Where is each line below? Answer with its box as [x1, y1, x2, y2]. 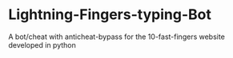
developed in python [8, 40, 76, 49]
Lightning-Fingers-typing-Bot [8, 6, 212, 24]
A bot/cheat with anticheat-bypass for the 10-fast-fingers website [8, 32, 226, 41]
